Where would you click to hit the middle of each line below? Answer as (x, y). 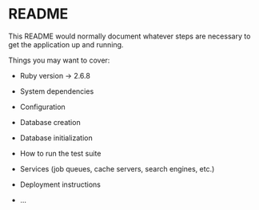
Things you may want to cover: (59, 60)
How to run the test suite (60, 153)
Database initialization (56, 138)
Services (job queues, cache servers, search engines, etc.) (117, 168)
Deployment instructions (60, 184)
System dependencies (57, 91)
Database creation (50, 122)
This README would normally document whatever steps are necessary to (129, 36)
